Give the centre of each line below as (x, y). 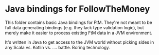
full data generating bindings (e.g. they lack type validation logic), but (75, 27)
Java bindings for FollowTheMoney (78, 9)
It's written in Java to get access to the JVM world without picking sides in (79, 42)
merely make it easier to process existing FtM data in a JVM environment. (79, 33)
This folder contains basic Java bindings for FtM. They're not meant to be (79, 22)
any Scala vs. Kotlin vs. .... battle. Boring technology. (58, 47)
